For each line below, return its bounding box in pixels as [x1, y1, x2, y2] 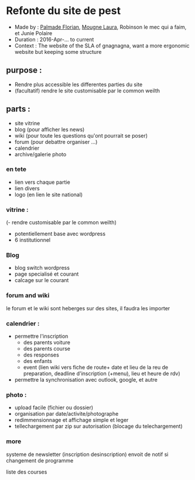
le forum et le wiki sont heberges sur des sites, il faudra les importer [6, 304, 170, 311]
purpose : [6, 66, 42, 76]
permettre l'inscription [14, 332, 69, 340]
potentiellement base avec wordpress [14, 230, 106, 238]
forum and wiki [6, 292, 50, 300]
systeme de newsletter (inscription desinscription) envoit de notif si [6, 451, 169, 458]
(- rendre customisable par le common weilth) [6, 219, 117, 226]
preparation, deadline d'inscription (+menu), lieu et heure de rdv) [23, 370, 180, 377]
